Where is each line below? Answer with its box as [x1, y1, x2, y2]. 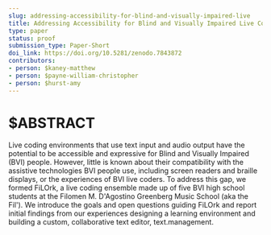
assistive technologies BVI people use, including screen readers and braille [8, 166, 258, 175]
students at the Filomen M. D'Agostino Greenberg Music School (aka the [8, 192, 248, 201]
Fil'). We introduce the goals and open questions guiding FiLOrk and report [8, 200, 257, 210]
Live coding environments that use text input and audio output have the [8, 140, 245, 150]
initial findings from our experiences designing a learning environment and [8, 208, 256, 218]
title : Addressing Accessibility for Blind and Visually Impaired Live [8, 19, 254, 27]
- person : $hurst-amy [8, 79, 81, 87]
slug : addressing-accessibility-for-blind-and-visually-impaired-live [8, 11, 251, 20]
